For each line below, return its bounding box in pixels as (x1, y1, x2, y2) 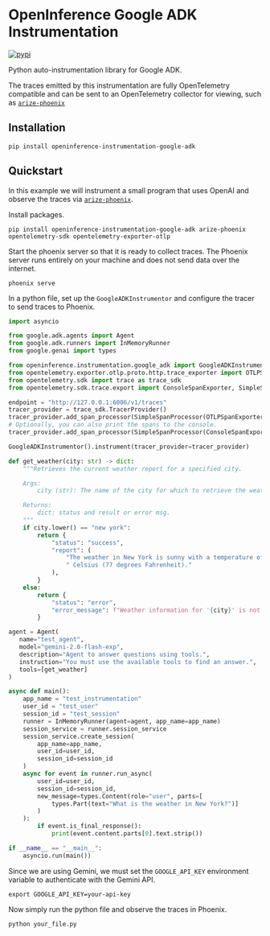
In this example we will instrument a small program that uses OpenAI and (8, 185, 249, 195)
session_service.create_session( (22, 732, 135, 740)
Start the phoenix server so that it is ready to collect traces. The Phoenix (8, 246, 248, 256)
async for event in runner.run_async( (22, 770, 153, 778)
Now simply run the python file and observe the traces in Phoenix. (8, 904, 227, 914)
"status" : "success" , (51, 538, 125, 546)
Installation (8, 121, 66, 134)
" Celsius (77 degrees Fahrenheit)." (65, 561, 193, 569)
